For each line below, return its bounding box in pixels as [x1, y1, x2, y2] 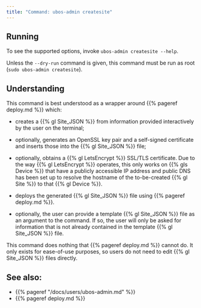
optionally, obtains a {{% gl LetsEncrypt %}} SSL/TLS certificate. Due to [15, 155, 196, 162]
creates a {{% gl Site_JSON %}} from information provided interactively [15, 118, 194, 125]
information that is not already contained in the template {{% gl [15, 223, 173, 231]
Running [6, 32, 39, 42]
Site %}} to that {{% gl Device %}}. [15, 180, 103, 187]
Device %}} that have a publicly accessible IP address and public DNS [15, 167, 191, 175]
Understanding [6, 83, 65, 94]
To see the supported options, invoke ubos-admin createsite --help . [6, 47, 179, 55]
